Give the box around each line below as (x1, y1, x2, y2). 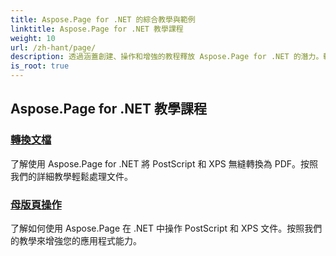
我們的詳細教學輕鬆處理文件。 (10, 170, 133, 182)
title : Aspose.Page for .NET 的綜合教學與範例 (10, 14, 196, 25)
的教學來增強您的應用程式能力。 (10, 234, 142, 246)
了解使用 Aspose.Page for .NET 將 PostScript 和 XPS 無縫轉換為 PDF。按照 (10, 157, 319, 170)
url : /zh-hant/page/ (10, 42, 97, 53)
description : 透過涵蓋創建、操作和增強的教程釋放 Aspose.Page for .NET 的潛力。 (10, 52, 324, 62)
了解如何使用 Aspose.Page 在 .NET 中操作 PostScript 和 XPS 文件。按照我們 (10, 222, 323, 234)
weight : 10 (10, 33, 56, 43)
